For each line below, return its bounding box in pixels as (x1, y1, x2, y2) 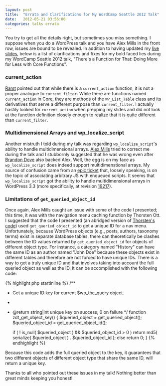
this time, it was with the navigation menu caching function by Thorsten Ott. (5, 212, 161, 218)
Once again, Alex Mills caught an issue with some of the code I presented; (5, 207, 158, 213)
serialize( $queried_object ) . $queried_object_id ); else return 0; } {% (12, 335, 155, 341)
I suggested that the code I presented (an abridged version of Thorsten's (5, 217, 155, 223)
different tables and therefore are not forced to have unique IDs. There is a (5, 255, 158, 261)
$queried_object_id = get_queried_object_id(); (12, 320, 107, 326)
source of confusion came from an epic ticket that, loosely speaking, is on (5, 167, 158, 173)
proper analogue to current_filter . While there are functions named (5, 90, 147, 96)
